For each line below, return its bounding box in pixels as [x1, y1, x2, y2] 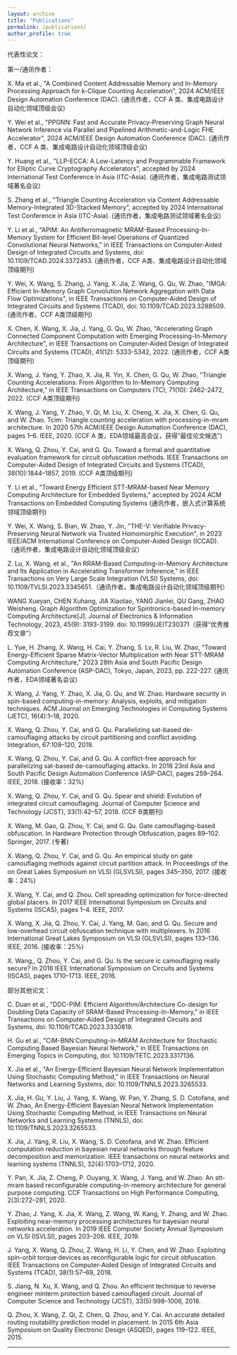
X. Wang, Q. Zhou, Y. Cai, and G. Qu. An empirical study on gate [7, 851, 193, 861]
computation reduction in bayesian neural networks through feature [7, 1145, 204, 1153]
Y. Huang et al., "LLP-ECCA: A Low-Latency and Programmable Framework [7, 157, 226, 166]
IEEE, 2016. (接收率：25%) [7, 942, 85, 951]
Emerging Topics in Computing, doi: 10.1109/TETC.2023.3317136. [7, 1052, 195, 1060]
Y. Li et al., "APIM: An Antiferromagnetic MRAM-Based [7, 226, 165, 234]
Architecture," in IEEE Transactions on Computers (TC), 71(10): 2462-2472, [7, 386, 224, 394]
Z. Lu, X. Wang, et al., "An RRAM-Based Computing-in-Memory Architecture [7, 559, 229, 568]
